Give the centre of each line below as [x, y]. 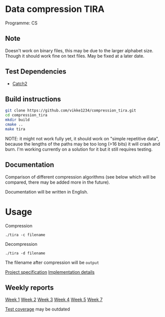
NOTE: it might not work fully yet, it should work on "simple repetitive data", [82, 138]
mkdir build [17, 120]
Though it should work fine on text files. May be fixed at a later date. [75, 56]
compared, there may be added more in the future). [58, 182]
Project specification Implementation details [50, 272]
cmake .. [14, 124]
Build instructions [33, 99]
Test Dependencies [36, 71]
